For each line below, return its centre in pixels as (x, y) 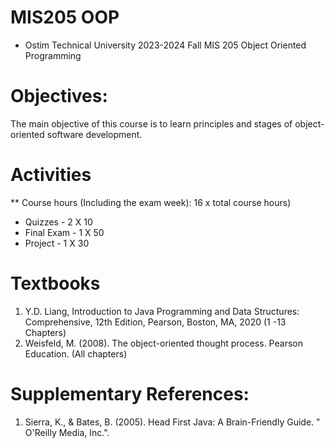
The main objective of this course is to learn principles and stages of (151, 123)
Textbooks (55, 283)
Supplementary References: (130, 393)
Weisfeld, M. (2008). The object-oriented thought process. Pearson (163, 343)
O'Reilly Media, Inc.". (67, 432)
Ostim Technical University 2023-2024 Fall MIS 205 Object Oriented (165, 45)
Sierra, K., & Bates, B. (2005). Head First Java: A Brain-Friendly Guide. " (172, 422)
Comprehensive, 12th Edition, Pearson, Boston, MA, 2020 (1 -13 (155, 322)
